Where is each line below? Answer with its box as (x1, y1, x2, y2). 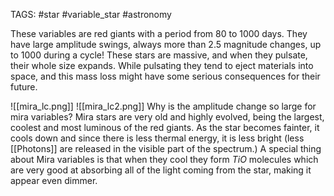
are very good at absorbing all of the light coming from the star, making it (10, 164, 312, 176)
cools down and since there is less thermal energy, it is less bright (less (10, 132, 305, 144)
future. (10, 81, 38, 93)
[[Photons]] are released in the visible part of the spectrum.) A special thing (10, 143, 322, 154)
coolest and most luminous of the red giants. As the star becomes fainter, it (10, 122, 320, 133)
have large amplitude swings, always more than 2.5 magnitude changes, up (10, 39, 322, 50)
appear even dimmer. (10, 175, 98, 186)
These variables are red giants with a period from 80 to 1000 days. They (10, 28, 308, 39)
